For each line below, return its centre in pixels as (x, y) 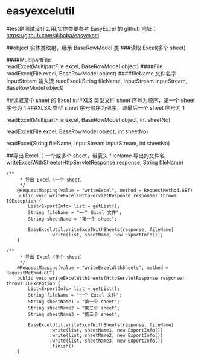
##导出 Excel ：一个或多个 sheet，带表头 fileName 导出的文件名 (86, 156)
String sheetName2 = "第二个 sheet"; (74, 308)
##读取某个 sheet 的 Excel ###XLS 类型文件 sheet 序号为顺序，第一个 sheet (101, 100)
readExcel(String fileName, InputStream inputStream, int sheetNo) (88, 143)
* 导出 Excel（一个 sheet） (52, 180)
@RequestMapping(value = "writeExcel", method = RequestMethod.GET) (105, 190)
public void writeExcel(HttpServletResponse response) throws (97, 195)
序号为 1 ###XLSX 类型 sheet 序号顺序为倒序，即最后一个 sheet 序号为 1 (96, 107)
